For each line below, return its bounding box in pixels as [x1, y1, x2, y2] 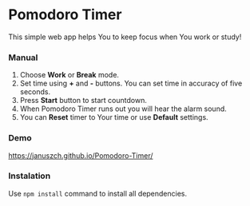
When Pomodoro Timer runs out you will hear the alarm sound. [19, 104, 228, 113]
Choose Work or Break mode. [19, 70, 120, 80]
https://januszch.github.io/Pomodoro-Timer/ [8, 150, 153, 160]
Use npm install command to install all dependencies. [8, 188, 188, 198]
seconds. [19, 87, 51, 97]
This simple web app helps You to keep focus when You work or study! [8, 32, 242, 42]
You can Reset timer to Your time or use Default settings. [19, 113, 209, 122]
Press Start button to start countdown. [19, 96, 148, 105]
